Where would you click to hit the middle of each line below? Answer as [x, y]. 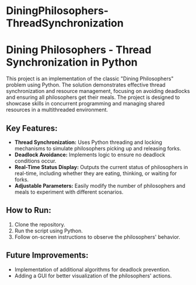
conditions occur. [35, 161]
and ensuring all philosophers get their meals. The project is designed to [93, 97]
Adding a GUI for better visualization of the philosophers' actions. [93, 276]
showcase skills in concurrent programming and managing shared [85, 104]
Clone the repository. [40, 224]
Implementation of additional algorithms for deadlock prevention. [92, 269]
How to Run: [29, 210]
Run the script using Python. [48, 231]
